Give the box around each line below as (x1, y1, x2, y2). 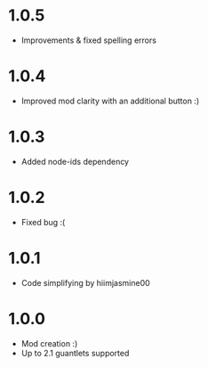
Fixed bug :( (20, 216, 66, 227)
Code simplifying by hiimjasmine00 (20, 277, 150, 288)
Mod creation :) (20, 338, 78, 348)
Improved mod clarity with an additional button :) (20, 95, 200, 106)
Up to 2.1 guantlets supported (20, 347, 130, 358)
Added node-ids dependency (20, 156, 130, 167)
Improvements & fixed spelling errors (20, 35, 157, 45)
